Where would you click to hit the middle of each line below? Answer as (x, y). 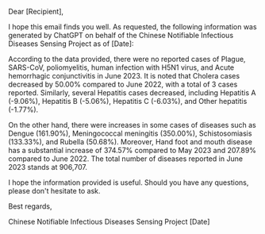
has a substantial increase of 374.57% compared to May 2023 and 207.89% (132, 150)
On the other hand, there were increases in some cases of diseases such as (132, 125)
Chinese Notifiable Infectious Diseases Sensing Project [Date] (109, 222)
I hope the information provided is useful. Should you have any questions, (129, 182)
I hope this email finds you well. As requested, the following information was (132, 27)
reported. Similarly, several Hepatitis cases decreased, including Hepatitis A (132, 93)
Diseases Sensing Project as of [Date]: (71, 44)
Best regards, (30, 206)
